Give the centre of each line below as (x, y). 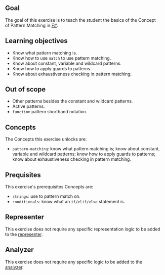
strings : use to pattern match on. (46, 196)
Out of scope (25, 89)
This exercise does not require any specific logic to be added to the (74, 262)
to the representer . (24, 234)
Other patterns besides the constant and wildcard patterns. (73, 101)
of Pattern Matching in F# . (32, 25)
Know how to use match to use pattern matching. (62, 58)
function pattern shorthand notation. (50, 112)
